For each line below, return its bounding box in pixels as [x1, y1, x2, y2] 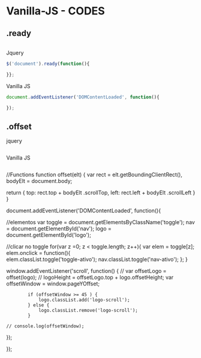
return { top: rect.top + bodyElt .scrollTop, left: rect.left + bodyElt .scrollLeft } [6, 189, 196, 196]
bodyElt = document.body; [6, 178, 73, 185]
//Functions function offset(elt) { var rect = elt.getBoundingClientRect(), [6, 171, 183, 178]
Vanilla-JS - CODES [6, 4, 105, 18]
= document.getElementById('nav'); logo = [6, 225, 112, 232]
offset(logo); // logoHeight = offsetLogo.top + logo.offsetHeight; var [6, 274, 174, 281]
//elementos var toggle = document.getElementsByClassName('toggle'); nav [6, 219, 195, 226]
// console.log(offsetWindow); [6, 323, 85, 329]
